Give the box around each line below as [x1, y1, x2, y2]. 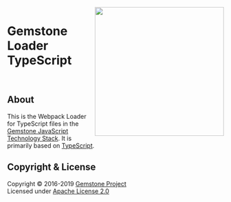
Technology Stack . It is [7, 134, 72, 142]
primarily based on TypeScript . [7, 141, 95, 150]
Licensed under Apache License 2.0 [7, 187, 110, 195]
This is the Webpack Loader [7, 112, 87, 120]
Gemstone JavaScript [7, 126, 69, 135]
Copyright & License [7, 161, 96, 173]
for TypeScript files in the [7, 120, 79, 128]
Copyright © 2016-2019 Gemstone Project [7, 179, 127, 188]
